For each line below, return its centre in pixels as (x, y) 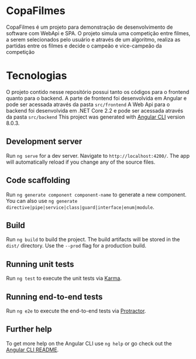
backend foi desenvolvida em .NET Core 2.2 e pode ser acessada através (94, 110)
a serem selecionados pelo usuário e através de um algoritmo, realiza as (93, 39)
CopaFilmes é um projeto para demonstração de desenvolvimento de (90, 27)
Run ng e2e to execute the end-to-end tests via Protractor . (76, 311)
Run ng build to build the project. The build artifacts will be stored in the (93, 239)
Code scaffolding (38, 180)
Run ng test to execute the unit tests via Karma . (64, 278)
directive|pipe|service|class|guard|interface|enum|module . (80, 207)
